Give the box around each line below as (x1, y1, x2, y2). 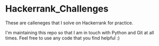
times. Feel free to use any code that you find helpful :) (5, 35, 120, 41)
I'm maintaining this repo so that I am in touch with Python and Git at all (5, 29, 154, 35)
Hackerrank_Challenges (5, 3, 109, 15)
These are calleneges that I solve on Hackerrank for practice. (5, 20, 134, 26)
